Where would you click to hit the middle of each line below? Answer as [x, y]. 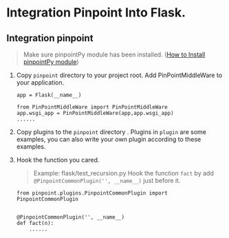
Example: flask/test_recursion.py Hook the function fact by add [123, 173]
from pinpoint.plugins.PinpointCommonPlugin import [92, 193]
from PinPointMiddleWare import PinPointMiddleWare [92, 107]
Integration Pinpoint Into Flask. [96, 13]
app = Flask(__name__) [49, 95]
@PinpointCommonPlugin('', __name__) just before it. [107, 181]
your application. [40, 83]
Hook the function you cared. [58, 160]
